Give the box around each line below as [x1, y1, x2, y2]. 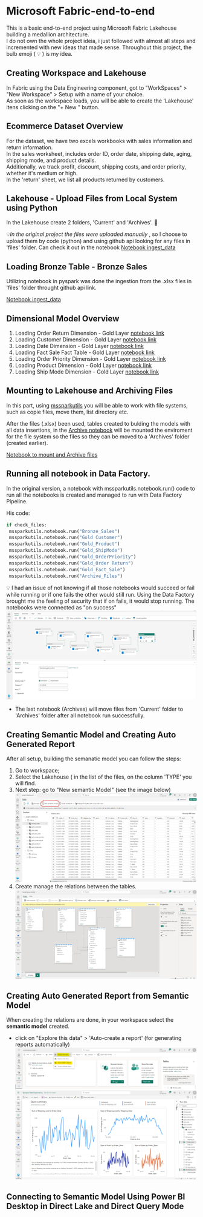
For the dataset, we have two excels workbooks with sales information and [6, 137, 192, 144]
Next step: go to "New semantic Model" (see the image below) [14, 786, 171, 794]
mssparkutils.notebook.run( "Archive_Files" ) [8, 573, 123, 579]
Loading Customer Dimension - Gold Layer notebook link [14, 336, 157, 343]
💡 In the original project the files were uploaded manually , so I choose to [6, 230, 187, 238]
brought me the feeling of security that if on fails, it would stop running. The [6, 597, 195, 605]
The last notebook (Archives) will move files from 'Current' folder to [14, 705, 183, 713]
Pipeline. [6, 497, 28, 505]
